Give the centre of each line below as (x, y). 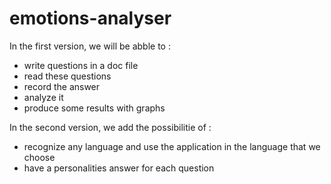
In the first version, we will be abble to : (90, 46)
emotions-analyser (90, 18)
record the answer (62, 86)
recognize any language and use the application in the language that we (172, 146)
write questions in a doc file (81, 65)
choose (39, 157)
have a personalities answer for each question (119, 168)
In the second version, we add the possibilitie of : (110, 127)
